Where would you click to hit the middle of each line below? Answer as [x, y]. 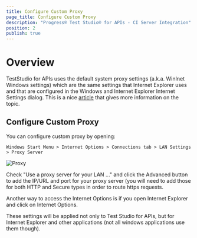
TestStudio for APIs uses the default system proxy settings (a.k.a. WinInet [95, 79]
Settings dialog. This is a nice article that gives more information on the [92, 98]
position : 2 [21, 28]
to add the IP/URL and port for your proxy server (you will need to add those [98, 180]
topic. [13, 104]
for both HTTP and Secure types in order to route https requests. [85, 187]
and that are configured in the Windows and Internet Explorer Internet [91, 91]
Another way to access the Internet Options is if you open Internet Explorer [97, 198]
